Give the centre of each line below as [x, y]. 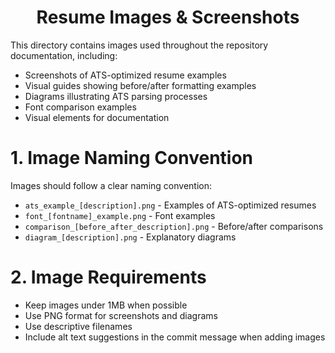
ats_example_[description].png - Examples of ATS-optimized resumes [170, 205]
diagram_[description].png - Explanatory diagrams [130, 237]
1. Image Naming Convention [132, 158]
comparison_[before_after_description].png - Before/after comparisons [174, 226]
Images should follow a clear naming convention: [111, 185]
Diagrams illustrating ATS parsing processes [116, 96]
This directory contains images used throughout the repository [139, 45]
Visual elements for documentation [97, 117]
